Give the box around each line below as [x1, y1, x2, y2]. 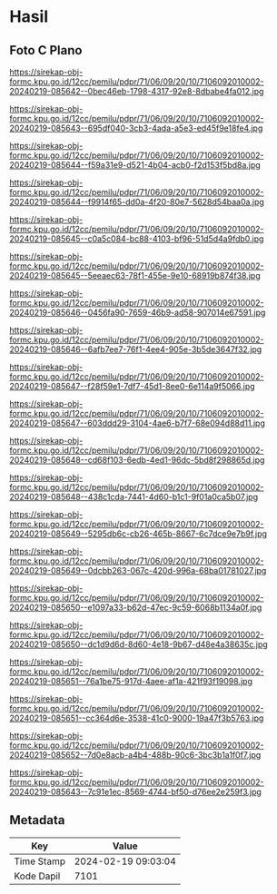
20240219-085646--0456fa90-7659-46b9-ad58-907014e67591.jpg [9, 307, 266, 318]
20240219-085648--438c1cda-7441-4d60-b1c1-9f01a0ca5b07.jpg [9, 492, 259, 502]
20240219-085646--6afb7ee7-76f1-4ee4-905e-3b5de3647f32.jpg [9, 344, 262, 355]
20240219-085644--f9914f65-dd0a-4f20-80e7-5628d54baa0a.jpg [9, 197, 265, 207]
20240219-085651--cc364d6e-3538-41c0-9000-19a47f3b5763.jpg [9, 712, 264, 723]
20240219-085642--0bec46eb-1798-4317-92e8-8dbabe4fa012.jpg [9, 86, 264, 96]
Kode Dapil [14, 869, 61, 882]
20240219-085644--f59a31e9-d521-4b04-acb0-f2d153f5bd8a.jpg [9, 160, 261, 170]
